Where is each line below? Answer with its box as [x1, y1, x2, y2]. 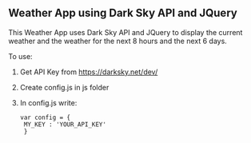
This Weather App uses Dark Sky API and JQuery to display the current [8, 27, 243, 37]
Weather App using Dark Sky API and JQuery [8, 6, 237, 20]
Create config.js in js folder [19, 82, 110, 92]
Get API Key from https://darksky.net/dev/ [19, 67, 158, 77]
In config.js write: [19, 97, 78, 107]
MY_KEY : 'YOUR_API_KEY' [23, 120, 106, 129]
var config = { [19, 113, 71, 121]
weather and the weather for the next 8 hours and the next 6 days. [8, 36, 228, 46]
